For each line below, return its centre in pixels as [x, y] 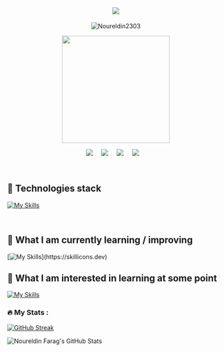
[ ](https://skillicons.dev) [57, 256]
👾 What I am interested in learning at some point [112, 278]
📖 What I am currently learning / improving [100, 240]
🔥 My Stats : [28, 313]
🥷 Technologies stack [54, 189]
